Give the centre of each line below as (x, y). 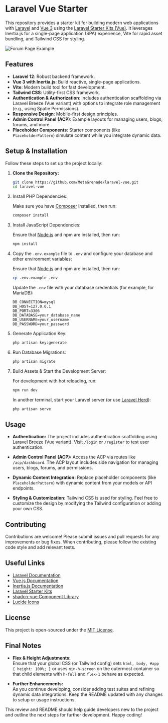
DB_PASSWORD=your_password (41, 324)
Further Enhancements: (38, 684)
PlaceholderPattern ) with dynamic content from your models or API (82, 483)
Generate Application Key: (39, 333)
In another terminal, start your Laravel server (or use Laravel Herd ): (82, 399)
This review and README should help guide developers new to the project (82, 709)
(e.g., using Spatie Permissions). (46, 108)
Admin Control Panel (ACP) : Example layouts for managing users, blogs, (88, 119)
